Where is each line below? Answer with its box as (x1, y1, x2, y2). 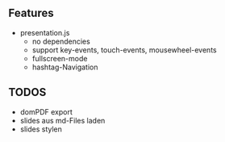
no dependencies (31, 36, 90, 46)
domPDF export (19, 106, 73, 116)
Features (8, 6, 54, 20)
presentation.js (19, 27, 70, 37)
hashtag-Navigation (31, 62, 98, 72)
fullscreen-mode (31, 53, 88, 63)
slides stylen (19, 124, 63, 134)
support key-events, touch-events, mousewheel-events (31, 44, 217, 55)
